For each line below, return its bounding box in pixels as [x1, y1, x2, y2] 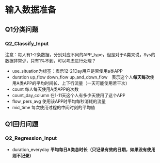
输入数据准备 [5, 4, 57, 16]
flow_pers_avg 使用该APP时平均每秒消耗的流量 [12, 98, 106, 104]
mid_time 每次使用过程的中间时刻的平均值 [12, 104, 96, 110]
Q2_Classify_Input [5, 40, 49, 47]
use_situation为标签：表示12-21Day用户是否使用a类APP [12, 68, 123, 74]
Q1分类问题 [5, 25, 39, 33]
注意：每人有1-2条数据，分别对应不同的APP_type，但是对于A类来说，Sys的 [5, 51, 156, 57]
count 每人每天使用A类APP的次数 [12, 86, 79, 92]
